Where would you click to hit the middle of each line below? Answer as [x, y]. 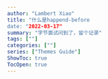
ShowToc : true [27, 58]
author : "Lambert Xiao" [41, 13]
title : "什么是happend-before [49, 20]
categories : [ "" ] [32, 45]
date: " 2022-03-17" [35, 26]
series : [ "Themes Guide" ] [44, 52]
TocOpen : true [27, 65]
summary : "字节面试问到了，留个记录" [55, 33]
